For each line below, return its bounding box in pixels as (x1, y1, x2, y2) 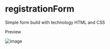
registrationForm (5, 3, 75, 15)
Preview (5, 29, 21, 34)
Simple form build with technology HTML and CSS (5, 19, 105, 25)
